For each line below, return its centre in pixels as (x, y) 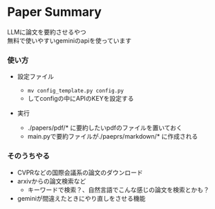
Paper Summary (55, 12)
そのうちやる (29, 156)
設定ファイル (35, 77)
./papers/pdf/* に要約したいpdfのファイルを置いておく (105, 128)
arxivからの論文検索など (52, 181)
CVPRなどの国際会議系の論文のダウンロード (80, 172)
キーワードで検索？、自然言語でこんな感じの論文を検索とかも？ (118, 190)
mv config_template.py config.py (76, 91)
